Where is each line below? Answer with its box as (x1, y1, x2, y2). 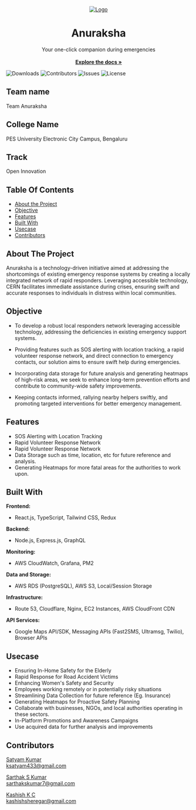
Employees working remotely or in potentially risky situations (14, 686, 162, 693)
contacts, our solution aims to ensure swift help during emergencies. (14, 358, 181, 365)
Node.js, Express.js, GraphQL (14, 537, 86, 544)
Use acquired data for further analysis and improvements (14, 724, 153, 731)
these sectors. (14, 711, 50, 718)
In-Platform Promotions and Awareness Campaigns (14, 717, 139, 724)
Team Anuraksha (6, 102, 47, 109)
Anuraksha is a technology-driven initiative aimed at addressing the (6, 265, 169, 271)
